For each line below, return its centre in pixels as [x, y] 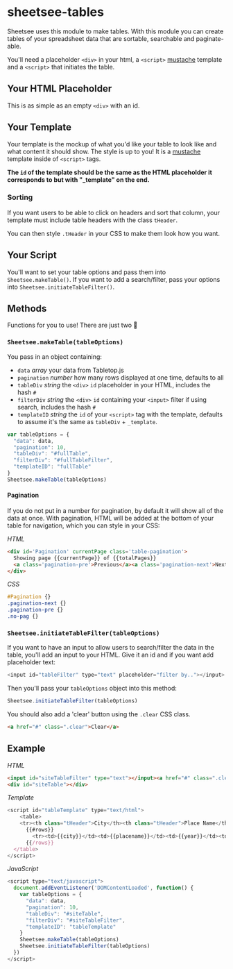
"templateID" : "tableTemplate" [71, 927]
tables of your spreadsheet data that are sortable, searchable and [101, 38]
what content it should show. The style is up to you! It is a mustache [104, 151]
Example [26, 749]
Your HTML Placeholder [60, 89]
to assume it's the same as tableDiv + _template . [87, 421]
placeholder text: [31, 662]
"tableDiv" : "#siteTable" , [64, 913]
